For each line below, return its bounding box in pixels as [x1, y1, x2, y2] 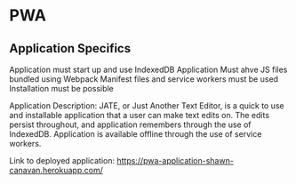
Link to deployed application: [9, 156, 116, 165]
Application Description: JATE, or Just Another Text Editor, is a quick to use [9, 100, 284, 111]
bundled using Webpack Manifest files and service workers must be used [9, 74, 278, 84]
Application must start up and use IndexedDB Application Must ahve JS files [9, 64, 288, 75]
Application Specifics [9, 41, 132, 56]
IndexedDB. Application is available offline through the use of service [9, 129, 262, 139]
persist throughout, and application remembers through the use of [9, 119, 252, 130]
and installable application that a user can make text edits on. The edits [9, 110, 269, 120]
